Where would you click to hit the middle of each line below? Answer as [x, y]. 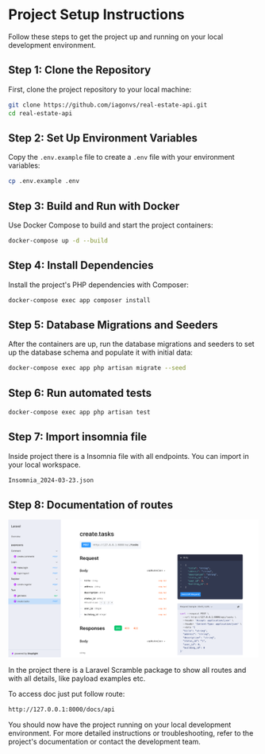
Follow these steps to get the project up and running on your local [116, 37]
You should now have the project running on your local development [120, 725]
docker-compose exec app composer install [79, 300]
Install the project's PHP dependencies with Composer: [98, 285]
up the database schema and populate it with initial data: [100, 352]
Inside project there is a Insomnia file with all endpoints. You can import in [129, 456]
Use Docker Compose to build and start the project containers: [111, 225]
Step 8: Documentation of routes [91, 505]
